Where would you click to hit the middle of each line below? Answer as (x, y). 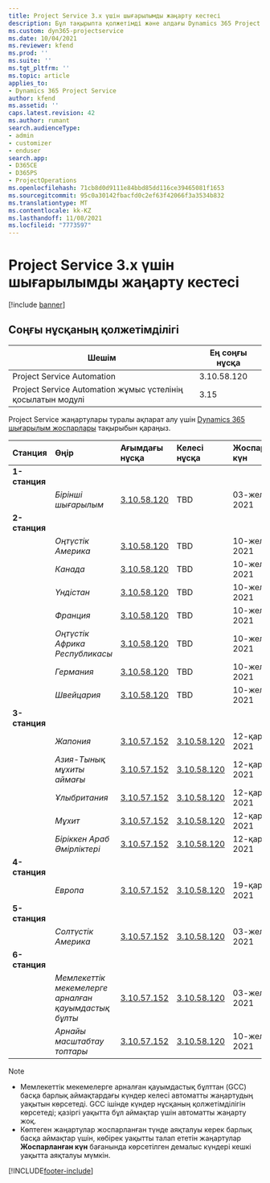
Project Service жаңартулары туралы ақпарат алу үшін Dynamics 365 (127, 419)
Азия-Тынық (80, 759)
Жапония (73, 741)
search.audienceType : (45, 128)
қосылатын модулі (49, 399)
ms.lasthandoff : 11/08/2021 (55, 218)
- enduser (25, 151)
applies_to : (28, 83)
